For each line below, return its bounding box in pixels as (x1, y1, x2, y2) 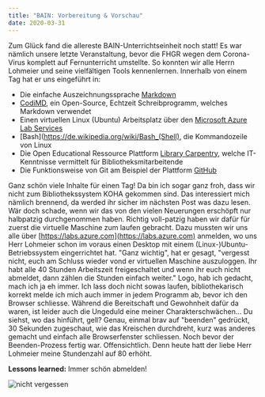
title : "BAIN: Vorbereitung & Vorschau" (8, 11, 144, 20)
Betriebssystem (8, 248, 59, 257)
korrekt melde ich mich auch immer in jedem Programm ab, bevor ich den (8, 289, 248, 299)
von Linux (19, 140, 52, 149)
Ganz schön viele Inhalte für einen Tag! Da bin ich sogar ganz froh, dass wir (8, 180, 256, 190)
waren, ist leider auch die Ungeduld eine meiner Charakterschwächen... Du (8, 306, 253, 316)
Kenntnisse (19, 157, 57, 166)
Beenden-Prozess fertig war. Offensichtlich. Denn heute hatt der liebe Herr (8, 340, 252, 350)
